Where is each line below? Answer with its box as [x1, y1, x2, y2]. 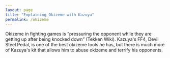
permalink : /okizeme [5, 17, 49, 22]
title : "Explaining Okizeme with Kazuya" [5, 12, 95, 17]
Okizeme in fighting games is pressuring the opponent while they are [5, 31, 152, 37]
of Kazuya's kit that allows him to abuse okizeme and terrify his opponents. [5, 47, 163, 53]
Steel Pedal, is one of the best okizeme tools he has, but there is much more [5, 42, 165, 48]
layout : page [5, 7, 33, 13]
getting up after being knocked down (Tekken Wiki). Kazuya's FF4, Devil [5, 36, 159, 42]
